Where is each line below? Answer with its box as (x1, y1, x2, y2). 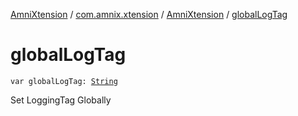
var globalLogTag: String (10, 76, 118, 86)
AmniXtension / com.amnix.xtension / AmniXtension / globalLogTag (10, 9, 288, 20)
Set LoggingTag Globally (10, 94, 112, 106)
